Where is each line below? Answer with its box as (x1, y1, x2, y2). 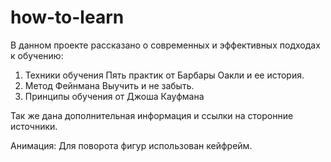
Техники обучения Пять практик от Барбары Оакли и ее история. (24, 69, 305, 81)
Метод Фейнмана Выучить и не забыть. (24, 79, 195, 91)
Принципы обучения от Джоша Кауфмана (24, 90, 205, 102)
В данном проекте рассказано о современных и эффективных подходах (10, 39, 321, 51)
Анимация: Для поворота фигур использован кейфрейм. (10, 139, 253, 151)
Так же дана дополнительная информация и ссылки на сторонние (10, 109, 294, 121)
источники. (10, 120, 58, 132)
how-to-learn (10, 6, 125, 29)
